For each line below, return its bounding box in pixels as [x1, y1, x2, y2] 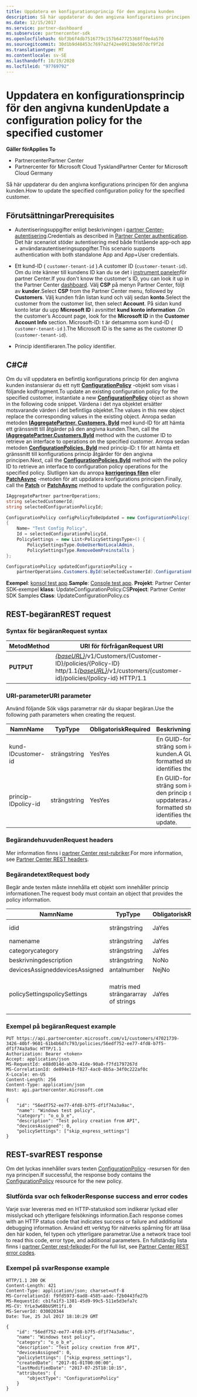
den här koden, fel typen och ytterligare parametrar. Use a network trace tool [6, 1230, 191, 1238]
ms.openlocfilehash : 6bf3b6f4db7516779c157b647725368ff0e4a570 [6, 36, 164, 42]
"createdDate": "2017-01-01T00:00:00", [16, 1360, 114, 1366]
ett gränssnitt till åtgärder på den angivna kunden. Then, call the [6, 425, 159, 433]
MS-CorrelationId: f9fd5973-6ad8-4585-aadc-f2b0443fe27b [6, 1293, 148, 1299]
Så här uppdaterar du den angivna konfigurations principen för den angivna [6, 181, 189, 188]
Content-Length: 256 [6, 1077, 57, 1083]
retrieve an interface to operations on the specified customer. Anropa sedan [6, 438, 189, 445]
